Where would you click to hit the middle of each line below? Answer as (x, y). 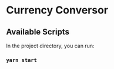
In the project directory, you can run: (50, 46)
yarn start (21, 60)
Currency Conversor (57, 10)
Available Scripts (38, 32)
